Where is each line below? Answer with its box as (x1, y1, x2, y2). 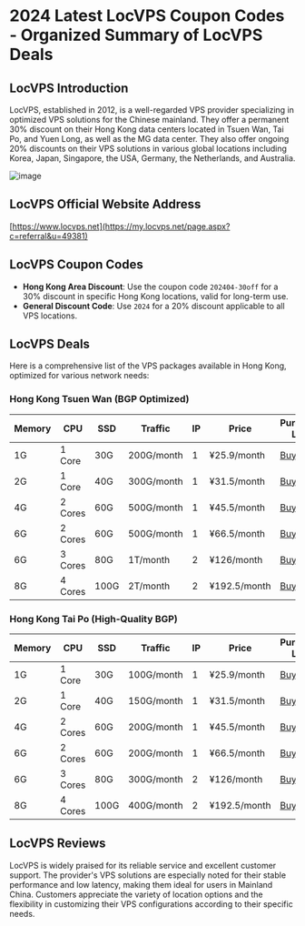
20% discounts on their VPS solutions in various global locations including (9, 143, 288, 154)
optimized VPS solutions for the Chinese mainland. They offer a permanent (9, 115, 290, 125)
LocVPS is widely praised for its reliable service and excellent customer (9, 860, 277, 871)
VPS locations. (22, 310, 78, 321)
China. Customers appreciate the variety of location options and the (9, 889, 263, 900)
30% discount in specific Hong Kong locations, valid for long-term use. (22, 290, 289, 301)
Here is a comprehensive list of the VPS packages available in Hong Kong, (9, 360, 288, 371)
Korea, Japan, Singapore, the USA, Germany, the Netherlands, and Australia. (9, 153, 296, 164)
